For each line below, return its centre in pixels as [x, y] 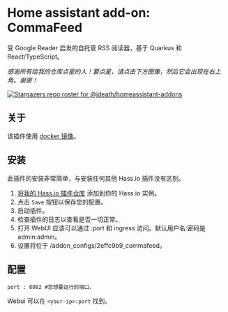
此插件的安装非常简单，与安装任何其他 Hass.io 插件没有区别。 [96, 178]
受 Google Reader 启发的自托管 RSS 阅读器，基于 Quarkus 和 [95, 47]
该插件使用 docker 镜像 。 [44, 136]
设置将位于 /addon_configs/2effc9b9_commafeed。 [91, 245]
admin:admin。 [39, 237]
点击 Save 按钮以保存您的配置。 [62, 202]
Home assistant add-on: [79, 13]
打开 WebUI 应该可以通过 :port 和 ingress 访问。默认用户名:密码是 [111, 228]
